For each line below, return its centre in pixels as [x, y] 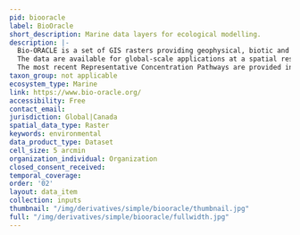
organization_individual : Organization [83, 159]
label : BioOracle [42, 26]
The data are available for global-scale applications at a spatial [147, 59]
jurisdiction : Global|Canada [63, 117]
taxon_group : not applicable [63, 76]
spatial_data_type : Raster [59, 126]
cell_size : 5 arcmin [48, 150]
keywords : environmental [55, 134]
